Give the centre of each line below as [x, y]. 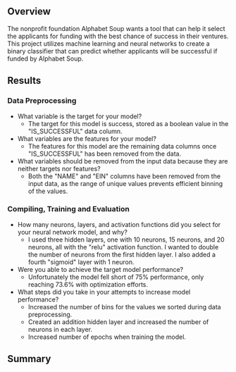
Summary [29, 359]
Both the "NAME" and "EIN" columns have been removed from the [124, 176]
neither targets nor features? [59, 168]
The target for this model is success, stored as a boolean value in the [128, 123]
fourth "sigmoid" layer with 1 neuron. [81, 262]
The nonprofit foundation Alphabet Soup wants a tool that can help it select [116, 28]
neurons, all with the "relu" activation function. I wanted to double [123, 247]
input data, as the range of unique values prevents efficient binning [125, 183]
